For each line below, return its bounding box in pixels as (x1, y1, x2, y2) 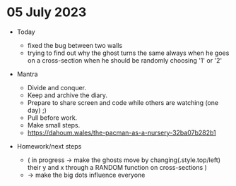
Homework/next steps (16, 142, 82, 150)
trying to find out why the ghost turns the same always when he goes (27, 49, 230, 57)
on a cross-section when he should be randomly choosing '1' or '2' (27, 56, 223, 64)
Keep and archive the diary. (27, 91, 107, 99)
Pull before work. (27, 113, 78, 122)
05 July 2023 (6, 4, 87, 20)
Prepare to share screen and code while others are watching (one (27, 98, 219, 106)
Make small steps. (27, 120, 81, 129)
